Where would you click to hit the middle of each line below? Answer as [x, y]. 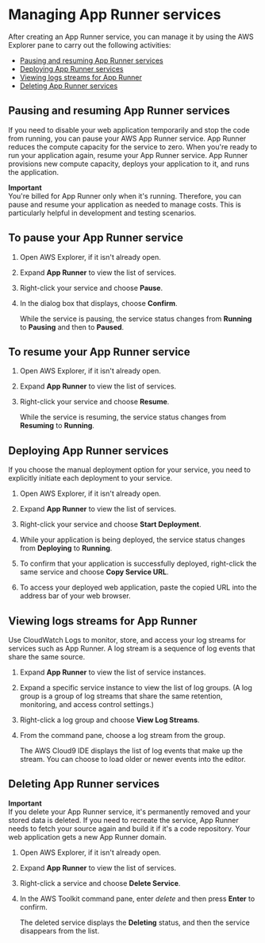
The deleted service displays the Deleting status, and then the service [134, 922]
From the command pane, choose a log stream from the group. [123, 735]
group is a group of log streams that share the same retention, [121, 696]
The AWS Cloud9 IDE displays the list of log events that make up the [131, 751]
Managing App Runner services [115, 15]
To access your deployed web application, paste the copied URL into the [138, 587]
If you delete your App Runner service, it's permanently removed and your [130, 811]
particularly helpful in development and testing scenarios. [102, 213]
